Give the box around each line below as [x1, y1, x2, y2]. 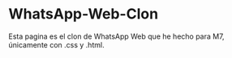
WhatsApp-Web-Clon [8, 5, 159, 23]
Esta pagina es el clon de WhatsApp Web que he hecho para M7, [8, 31, 225, 41]
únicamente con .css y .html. [8, 39, 105, 49]
